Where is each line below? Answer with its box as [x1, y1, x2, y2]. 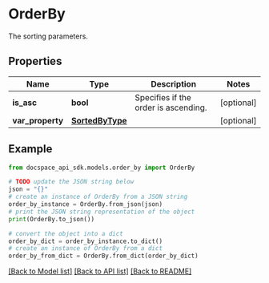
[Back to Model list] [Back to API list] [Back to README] [8, 266, 192, 277]
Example [8, 142, 53, 156]
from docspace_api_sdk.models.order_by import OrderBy [8, 164, 195, 172]
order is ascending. [134, 102, 207, 113]
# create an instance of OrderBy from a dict [8, 245, 163, 253]
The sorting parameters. [8, 31, 88, 41]
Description [151, 78, 197, 89]
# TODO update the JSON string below [8, 178, 134, 186]
